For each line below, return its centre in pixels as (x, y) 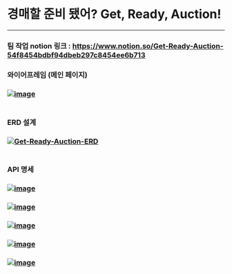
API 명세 (21, 170)
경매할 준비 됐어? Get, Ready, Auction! (114, 14)
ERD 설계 (22, 122)
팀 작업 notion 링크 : (39, 46)
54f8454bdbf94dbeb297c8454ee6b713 (76, 55)
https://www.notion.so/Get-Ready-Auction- (148, 46)
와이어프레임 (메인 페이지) (47, 75)
